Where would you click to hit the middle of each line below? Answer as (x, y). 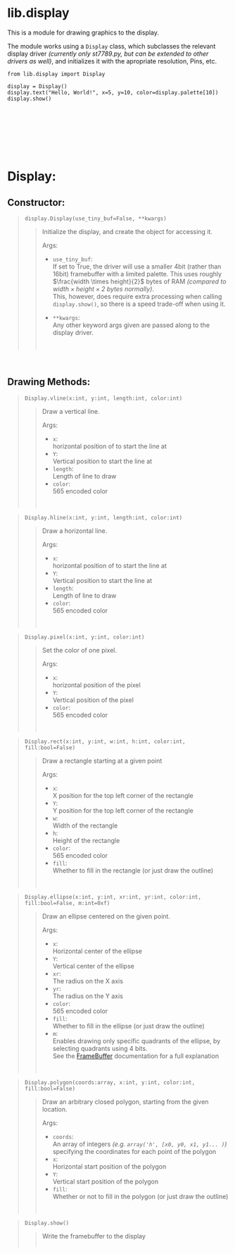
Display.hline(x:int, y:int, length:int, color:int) (103, 517)
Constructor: (36, 202)
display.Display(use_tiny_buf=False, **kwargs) (95, 219)
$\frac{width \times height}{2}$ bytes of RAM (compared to (139, 281)
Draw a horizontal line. (75, 531)
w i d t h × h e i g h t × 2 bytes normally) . (103, 289)
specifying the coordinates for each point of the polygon (134, 1151)
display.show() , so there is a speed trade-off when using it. (139, 304)
